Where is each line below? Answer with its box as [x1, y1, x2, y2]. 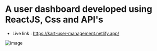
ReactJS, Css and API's [5, 14, 104, 25]
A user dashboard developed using [5, 3, 153, 15]
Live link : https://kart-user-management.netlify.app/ [12, 30, 120, 36]
